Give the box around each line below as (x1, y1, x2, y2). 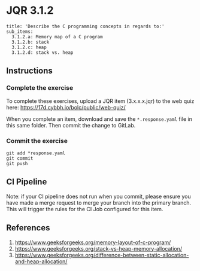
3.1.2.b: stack (11, 39, 50, 45)
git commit (6, 155, 34, 162)
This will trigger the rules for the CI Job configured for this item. (6, 205, 163, 212)
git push (6, 160, 28, 166)
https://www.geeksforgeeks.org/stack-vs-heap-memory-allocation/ (14, 245, 183, 252)
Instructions (6, 66, 53, 76)
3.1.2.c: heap (11, 44, 47, 50)
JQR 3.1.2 (6, 4, 54, 17)
